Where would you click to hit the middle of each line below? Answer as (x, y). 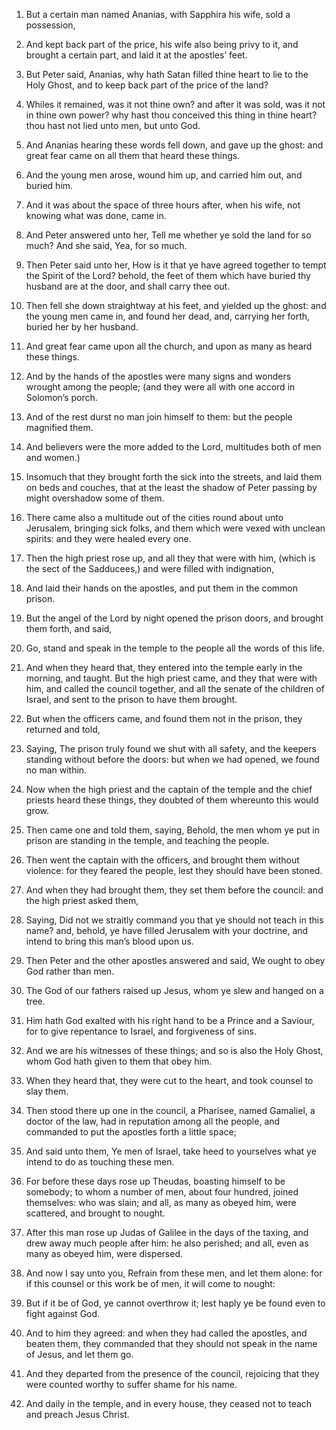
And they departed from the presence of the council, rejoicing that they (172, 1373)
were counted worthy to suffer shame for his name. (131, 1384)
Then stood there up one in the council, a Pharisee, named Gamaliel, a (170, 1110)
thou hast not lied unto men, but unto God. (113, 125)
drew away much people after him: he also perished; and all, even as (167, 1243)
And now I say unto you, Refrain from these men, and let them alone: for (174, 1273)
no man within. (56, 770)
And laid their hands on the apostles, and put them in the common (161, 588)
